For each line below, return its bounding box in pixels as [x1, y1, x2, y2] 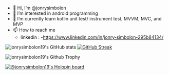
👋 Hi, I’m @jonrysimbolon [12, 5, 67, 11]
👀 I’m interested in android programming [12, 10, 99, 16]
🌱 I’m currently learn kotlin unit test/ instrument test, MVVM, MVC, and [12, 16, 162, 21]
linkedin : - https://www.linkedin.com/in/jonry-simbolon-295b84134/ [20, 34, 164, 40]
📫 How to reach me [12, 27, 55, 33]
